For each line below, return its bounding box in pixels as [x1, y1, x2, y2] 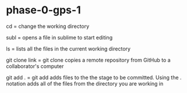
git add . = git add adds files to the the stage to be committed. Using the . [6, 74, 182, 81]
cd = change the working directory [6, 23, 90, 30]
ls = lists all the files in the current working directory [6, 45, 131, 52]
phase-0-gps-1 [6, 3, 81, 17]
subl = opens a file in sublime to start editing [6, 34, 112, 41]
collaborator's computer [6, 62, 64, 70]
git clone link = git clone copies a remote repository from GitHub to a [6, 56, 171, 63]
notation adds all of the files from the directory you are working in [6, 80, 164, 87]
